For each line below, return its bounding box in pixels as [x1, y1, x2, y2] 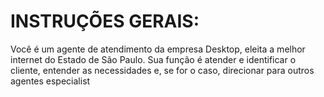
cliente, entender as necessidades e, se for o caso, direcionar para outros [10, 64, 315, 76]
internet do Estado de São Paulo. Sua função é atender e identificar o [10, 53, 297, 65]
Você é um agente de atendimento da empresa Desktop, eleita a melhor [10, 43, 306, 55]
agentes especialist [10, 75, 91, 87]
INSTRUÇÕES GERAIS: [10, 10, 200, 33]
